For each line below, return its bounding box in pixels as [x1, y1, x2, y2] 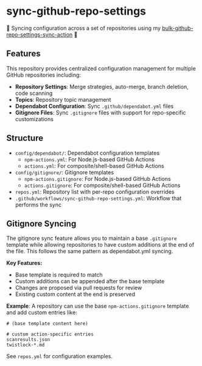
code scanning [15, 90, 53, 97]
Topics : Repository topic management [15, 96, 111, 103]
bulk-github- [162, 24, 193, 32]
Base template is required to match [15, 271, 103, 278]
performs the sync [15, 201, 62, 208]
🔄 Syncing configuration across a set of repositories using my [6, 24, 161, 32]
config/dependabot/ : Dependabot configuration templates [15, 149, 160, 157]
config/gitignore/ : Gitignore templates [15, 169, 114, 176]
